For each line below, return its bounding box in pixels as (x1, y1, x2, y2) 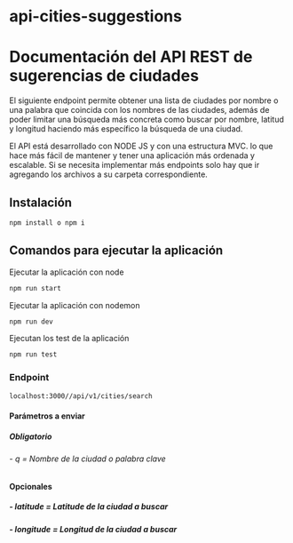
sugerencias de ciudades (9, 66, 200, 86)
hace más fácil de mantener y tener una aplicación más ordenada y (9, 150, 256, 161)
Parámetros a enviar (9, 411, 86, 421)
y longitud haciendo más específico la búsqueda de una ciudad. (9, 124, 243, 134)
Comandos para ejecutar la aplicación (9, 243, 224, 259)
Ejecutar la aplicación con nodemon (9, 299, 140, 310)
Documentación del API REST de (9, 47, 253, 68)
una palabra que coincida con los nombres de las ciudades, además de (9, 105, 270, 116)
